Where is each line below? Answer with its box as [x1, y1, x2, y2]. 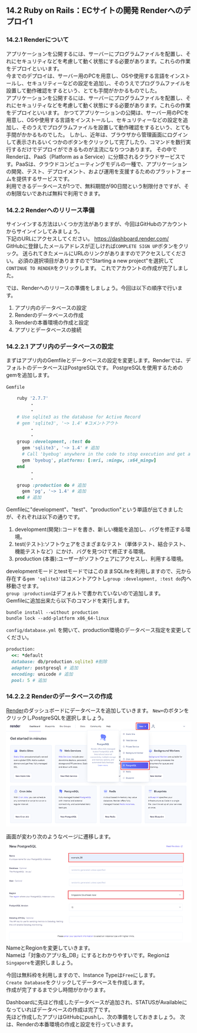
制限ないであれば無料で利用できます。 [11, 190, 104, 197]
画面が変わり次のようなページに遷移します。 [6, 833, 114, 840]
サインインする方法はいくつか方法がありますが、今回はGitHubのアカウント [6, 220, 188, 228]
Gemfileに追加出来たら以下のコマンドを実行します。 [6, 597, 133, 604]
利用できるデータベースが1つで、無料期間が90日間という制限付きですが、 [6, 182, 184, 189]
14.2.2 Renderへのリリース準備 [6, 206, 95, 214]
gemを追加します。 [6, 372, 53, 379]
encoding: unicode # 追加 [11, 671, 74, 677]
